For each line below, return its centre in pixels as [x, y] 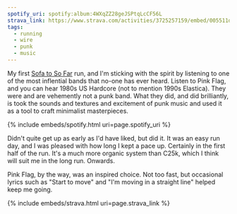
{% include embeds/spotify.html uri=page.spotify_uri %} [89, 124]
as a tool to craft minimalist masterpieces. [68, 111]
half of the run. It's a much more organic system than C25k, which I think [113, 153]
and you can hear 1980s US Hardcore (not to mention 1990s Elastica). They [117, 88]
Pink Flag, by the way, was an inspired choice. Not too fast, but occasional [115, 174]
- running [28, 34]
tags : [15, 27]
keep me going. [30, 189]
